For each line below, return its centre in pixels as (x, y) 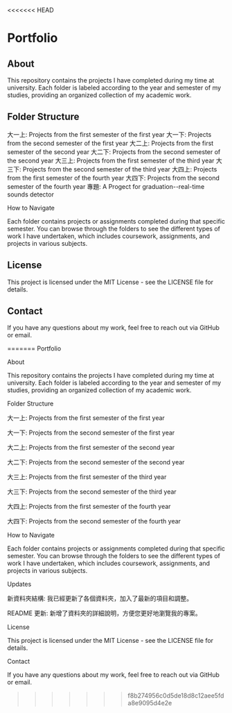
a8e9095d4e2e (150, 703)
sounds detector (30, 194)
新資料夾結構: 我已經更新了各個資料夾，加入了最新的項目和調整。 (100, 598)
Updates (19, 584)
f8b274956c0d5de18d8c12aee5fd (176, 696)
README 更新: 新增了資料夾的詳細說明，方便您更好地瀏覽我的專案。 (105, 613)
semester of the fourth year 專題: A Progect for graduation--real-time (106, 186)
